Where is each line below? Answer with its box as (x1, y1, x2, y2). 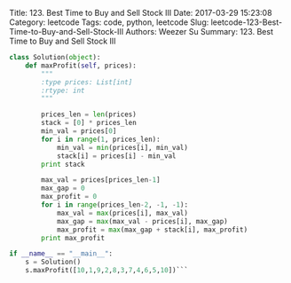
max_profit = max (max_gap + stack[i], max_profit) (56, 225, 248, 234)
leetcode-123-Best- (210, 17, 282, 28)
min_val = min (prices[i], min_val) (56, 143, 189, 152)
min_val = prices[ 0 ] (41, 127, 117, 136)
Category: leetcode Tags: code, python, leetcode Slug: (9, 17, 209, 28)
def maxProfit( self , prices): (25, 61, 138, 70)
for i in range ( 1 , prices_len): (41, 135, 161, 144)
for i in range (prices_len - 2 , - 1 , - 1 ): (41, 200, 189, 209)
